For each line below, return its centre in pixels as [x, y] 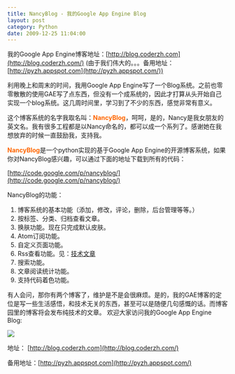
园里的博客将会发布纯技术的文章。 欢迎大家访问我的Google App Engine [109, 312]
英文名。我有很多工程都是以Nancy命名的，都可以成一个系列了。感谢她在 [112, 126]
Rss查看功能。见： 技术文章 [56, 254]
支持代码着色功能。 [45, 280]
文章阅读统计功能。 [45, 272]
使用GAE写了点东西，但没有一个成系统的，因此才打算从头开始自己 [127, 94]
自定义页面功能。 [42, 245]
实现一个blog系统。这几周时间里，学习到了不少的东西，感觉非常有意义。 [112, 103]
